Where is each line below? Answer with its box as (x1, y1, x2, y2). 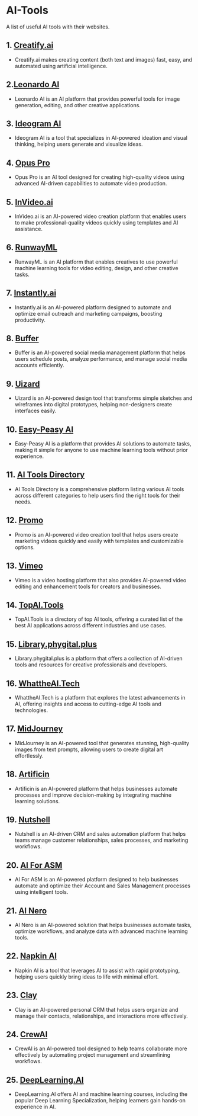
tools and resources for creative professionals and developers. (14, 661, 167, 668)
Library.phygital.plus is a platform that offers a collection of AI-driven (14, 655, 183, 662)
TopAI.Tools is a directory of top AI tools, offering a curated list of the (14, 615, 183, 623)
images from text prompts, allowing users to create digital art (14, 746, 164, 753)
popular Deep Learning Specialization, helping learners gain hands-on (14, 1097, 186, 1104)
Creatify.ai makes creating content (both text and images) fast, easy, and (14, 56, 193, 63)
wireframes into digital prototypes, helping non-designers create (14, 401, 173, 408)
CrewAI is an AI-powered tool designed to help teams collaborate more (14, 1045, 187, 1052)
